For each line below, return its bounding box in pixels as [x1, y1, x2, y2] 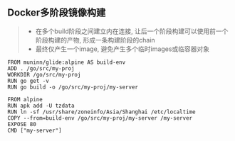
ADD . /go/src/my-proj [7, 64, 75, 72]
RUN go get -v [7, 77, 50, 84]
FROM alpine [7, 96, 43, 103]
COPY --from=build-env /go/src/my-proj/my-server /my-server [7, 114, 193, 122]
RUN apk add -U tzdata [7, 102, 75, 109]
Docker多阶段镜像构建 [7, 6, 106, 19]
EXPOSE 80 [7, 120, 37, 128]
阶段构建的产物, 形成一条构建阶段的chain [35, 35, 155, 44]
